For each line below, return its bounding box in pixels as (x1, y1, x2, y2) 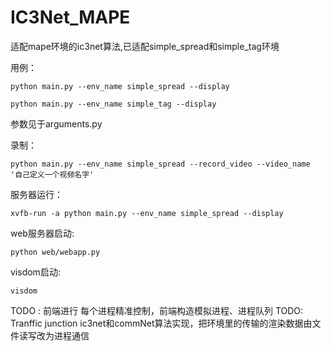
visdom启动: (10, 266, 61, 278)
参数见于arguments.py (10, 117, 103, 130)
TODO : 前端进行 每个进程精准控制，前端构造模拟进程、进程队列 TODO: (10, 304, 304, 316)
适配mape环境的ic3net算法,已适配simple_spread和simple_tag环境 (10, 40, 280, 52)
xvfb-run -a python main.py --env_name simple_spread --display (10, 208, 284, 218)
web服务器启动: (10, 227, 75, 239)
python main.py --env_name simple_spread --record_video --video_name (10, 159, 311, 169)
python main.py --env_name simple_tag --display (10, 99, 217, 109)
